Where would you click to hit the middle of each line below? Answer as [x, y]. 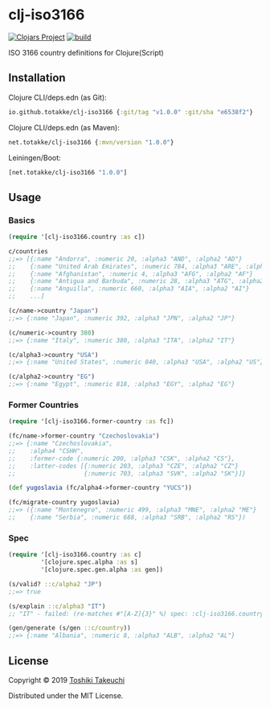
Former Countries [43, 405]
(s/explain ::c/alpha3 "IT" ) [57, 606]
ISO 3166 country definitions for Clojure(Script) [86, 52]
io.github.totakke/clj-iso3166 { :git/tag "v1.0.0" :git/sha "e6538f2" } [131, 112]
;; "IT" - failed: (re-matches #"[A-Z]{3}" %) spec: [98, 614]
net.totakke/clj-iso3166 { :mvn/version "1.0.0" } [91, 142]
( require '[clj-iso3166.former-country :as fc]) [91, 421]
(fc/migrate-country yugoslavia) [64, 503]
